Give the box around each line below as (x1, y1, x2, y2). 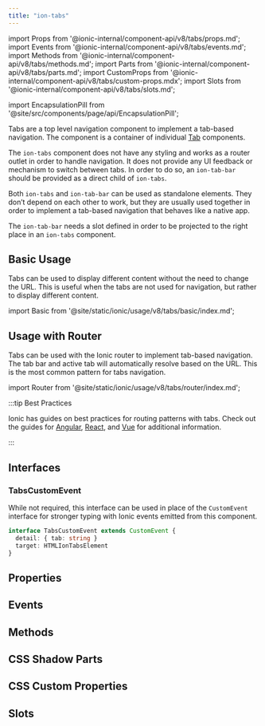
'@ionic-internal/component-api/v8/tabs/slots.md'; (8, 85, 176, 94)
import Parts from (95, 59, 154, 69)
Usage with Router (8, 329, 102, 343)
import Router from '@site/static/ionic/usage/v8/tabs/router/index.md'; (8, 383, 240, 393)
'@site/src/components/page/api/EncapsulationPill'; (8, 109, 179, 118)
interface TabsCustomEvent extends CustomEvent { (8, 527, 177, 535)
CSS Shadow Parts (8, 653, 103, 666)
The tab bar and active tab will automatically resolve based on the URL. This (8, 359, 258, 369)
